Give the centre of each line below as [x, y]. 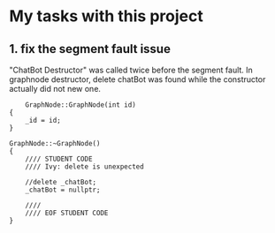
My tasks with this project [106, 16]
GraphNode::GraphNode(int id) [81, 105]
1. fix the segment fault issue [90, 49]
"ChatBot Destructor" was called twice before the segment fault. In [131, 70]
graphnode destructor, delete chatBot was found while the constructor [137, 79]
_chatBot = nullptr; [63, 190]
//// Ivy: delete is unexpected [84, 167]
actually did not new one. [55, 89]
